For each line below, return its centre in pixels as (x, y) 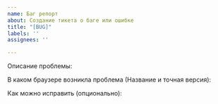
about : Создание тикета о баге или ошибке (71, 20)
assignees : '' (28, 40)
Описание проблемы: (40, 66)
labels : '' (23, 33)
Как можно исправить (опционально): (65, 93)
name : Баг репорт (33, 14)
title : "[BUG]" (30, 27)
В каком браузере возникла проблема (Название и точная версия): (109, 80)
